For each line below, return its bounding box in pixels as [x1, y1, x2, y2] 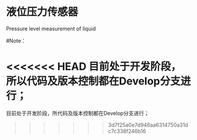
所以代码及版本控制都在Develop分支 [6, 74, 181, 88]
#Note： [6, 37, 26, 44]
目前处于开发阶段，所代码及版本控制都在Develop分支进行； [6, 110, 150, 117]
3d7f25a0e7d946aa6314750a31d [108, 121, 189, 128]
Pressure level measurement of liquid [6, 25, 96, 32]
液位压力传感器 [6, 5, 79, 19]
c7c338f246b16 [108, 127, 147, 135]
